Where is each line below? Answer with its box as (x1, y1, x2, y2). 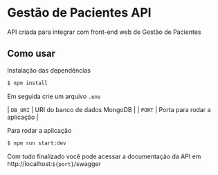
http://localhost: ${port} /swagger (7, 159, 102, 167)
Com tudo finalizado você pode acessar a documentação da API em (7, 152, 201, 160)
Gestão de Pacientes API (7, 5, 152, 21)
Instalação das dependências (7, 66, 91, 74)
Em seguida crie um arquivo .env (7, 92, 101, 100)
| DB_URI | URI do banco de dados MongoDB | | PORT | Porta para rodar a (7, 105, 211, 113)
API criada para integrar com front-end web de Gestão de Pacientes (7, 28, 202, 36)
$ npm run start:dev (7, 140, 67, 147)
